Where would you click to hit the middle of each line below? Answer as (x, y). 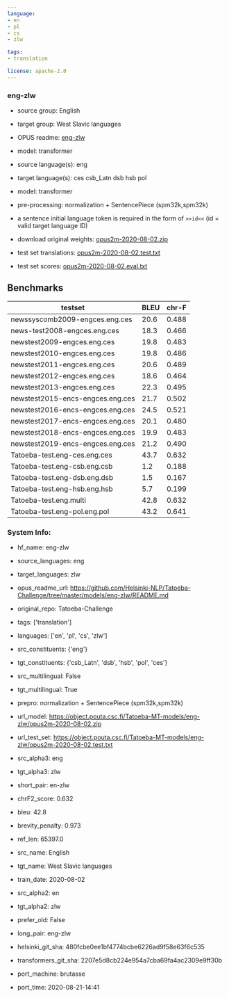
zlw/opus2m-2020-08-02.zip (59, 724)
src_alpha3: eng (40, 758)
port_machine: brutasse (51, 974)
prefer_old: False (41, 920)
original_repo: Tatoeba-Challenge (65, 609)
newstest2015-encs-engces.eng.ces (73, 399)
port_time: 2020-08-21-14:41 (58, 988)
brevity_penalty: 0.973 (49, 826)
